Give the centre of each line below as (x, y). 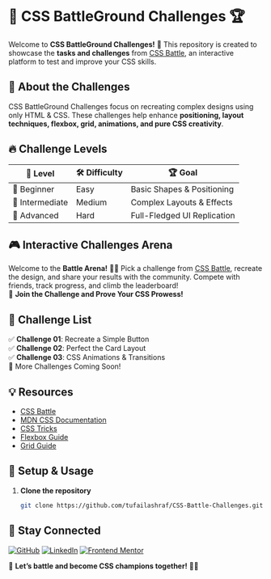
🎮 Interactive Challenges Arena (91, 245)
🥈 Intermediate (40, 202)
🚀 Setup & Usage (51, 471)
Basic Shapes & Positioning (182, 189)
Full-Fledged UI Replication (183, 215)
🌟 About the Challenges (69, 87)
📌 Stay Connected (55, 531)
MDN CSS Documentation (63, 420)
